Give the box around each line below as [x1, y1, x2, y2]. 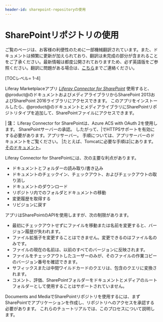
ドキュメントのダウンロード [12, 183, 68, 189]
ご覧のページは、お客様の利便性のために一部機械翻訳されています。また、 [5, 47, 154, 53]
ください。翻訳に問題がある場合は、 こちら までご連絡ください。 [9, 65, 137, 71]
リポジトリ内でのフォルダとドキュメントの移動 [12, 189, 106, 195]
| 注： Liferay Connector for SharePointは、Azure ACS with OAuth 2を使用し [5, 120, 158, 126]
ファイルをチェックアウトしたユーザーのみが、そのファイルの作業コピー [12, 252, 157, 258]
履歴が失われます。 [25, 228, 63, 234]
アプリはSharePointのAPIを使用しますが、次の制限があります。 [5, 212, 131, 218]
